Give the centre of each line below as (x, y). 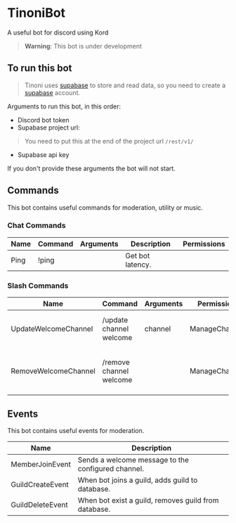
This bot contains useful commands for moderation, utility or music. (105, 207)
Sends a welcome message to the (133, 460)
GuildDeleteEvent (39, 505)
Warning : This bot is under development (83, 46)
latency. (138, 264)
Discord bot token (43, 120)
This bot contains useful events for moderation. (76, 430)
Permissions (204, 244)
